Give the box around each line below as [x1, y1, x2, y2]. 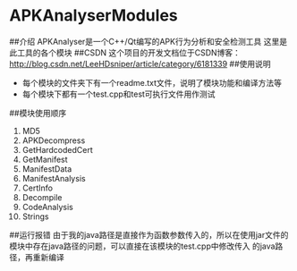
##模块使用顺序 [9, 107, 67, 118]
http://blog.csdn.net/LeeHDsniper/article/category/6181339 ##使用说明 [9, 58, 271, 69]
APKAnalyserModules [9, 5, 178, 26]
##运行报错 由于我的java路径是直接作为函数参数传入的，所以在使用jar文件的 [9, 229, 289, 240]
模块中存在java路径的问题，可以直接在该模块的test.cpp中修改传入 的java [9, 241, 276, 251]
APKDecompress [21, 135, 86, 146]
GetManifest [21, 154, 69, 165]
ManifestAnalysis [21, 173, 87, 183]
